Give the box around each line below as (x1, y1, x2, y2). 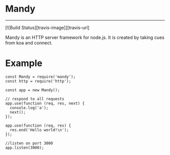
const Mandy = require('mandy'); (5, 74, 76, 79)
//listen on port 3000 (5, 140, 53, 146)
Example (5, 58, 42, 69)
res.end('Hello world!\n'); (10, 127, 69, 132)
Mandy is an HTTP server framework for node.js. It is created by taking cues (5, 34, 164, 41)
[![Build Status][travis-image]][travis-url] (5, 24, 90, 30)
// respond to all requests (5, 96, 65, 101)
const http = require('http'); (5, 79, 71, 84)
